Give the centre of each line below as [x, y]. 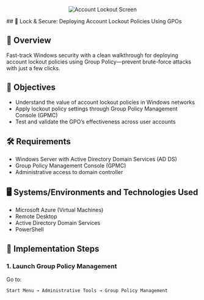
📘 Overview [29, 41]
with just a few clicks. [33, 68]
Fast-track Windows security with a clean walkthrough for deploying [92, 55]
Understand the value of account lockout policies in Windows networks [105, 102]
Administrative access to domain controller [69, 172]
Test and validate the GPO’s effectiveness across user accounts [95, 122]
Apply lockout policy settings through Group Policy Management [97, 108]
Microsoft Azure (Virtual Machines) [59, 210]
